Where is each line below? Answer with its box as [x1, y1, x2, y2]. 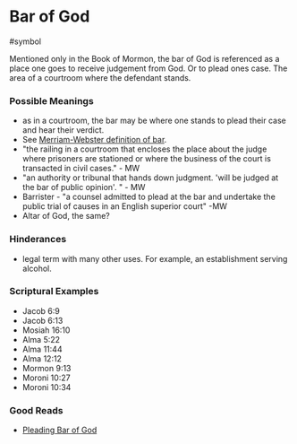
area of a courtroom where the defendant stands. [9, 72, 191, 83]
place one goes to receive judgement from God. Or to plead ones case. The [9, 63, 288, 74]
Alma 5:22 [21, 334, 61, 344]
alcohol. [21, 263, 52, 274]
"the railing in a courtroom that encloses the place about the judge [21, 144, 267, 154]
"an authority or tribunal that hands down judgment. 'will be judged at [21, 172, 279, 183]
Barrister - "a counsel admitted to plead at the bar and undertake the [21, 191, 276, 203]
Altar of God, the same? [21, 211, 110, 222]
